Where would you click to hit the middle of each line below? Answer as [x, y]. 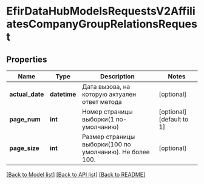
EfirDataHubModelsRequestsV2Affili [101, 11]
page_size [24, 148]
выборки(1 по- [104, 119]
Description [117, 76]
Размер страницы [108, 137]
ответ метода [102, 102]
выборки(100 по [107, 144]
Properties [27, 59]
